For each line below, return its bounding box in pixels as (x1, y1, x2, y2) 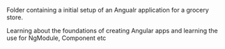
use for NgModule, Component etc (6, 34, 107, 42)
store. (6, 13, 24, 21)
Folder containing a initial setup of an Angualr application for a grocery (6, 6, 210, 14)
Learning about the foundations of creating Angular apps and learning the (6, 27, 218, 35)
